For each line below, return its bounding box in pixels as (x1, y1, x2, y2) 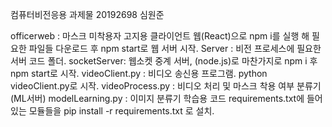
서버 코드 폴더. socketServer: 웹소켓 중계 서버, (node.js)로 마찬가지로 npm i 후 (10, 55, 318, 67)
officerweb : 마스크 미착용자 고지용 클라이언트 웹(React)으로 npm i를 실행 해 (10, 30, 310, 42)
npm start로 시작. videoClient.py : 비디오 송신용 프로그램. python (10, 68, 268, 79)
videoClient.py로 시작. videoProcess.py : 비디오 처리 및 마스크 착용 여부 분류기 (10, 80, 322, 92)
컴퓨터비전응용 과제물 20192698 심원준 (10, 9, 165, 20)
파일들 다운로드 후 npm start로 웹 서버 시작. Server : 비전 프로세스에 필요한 (28, 43, 322, 54)
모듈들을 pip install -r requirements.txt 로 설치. (28, 105, 215, 117)
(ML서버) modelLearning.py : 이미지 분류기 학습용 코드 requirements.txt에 (10, 93, 305, 104)
